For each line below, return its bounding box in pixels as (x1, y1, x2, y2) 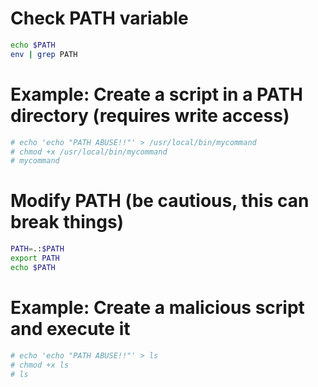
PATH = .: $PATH (10, 244, 65, 254)
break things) (10, 211, 125, 234)
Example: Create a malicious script (10, 297, 305, 319)
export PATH (10, 253, 60, 264)
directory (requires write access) (10, 104, 290, 127)
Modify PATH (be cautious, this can (10, 190, 310, 212)
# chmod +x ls (10, 360, 70, 370)
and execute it (10, 318, 131, 340)
